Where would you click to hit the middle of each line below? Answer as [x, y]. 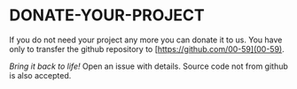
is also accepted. [40, 75]
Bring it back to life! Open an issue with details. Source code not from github [148, 66]
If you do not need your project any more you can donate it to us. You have [146, 40]
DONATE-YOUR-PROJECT [107, 15]
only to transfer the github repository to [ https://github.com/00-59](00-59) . [147, 48]
